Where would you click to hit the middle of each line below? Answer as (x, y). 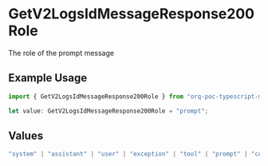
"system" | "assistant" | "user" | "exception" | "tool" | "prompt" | (128, 154)
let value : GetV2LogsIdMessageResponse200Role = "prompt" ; (108, 111)
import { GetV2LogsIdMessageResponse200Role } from (96, 97)
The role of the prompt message (61, 53)
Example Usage (48, 78)
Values (26, 135)
